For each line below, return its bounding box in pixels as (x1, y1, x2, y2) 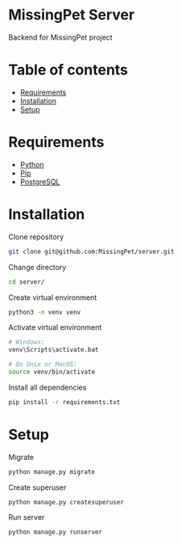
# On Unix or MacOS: (8, 361, 78, 369)
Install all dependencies (8, 382, 87, 392)
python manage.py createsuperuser (8, 498, 125, 506)
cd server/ (8, 277, 45, 286)
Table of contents (8, 61, 129, 79)
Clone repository (8, 232, 64, 242)
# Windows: (8, 338, 45, 347)
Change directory (8, 262, 67, 272)
